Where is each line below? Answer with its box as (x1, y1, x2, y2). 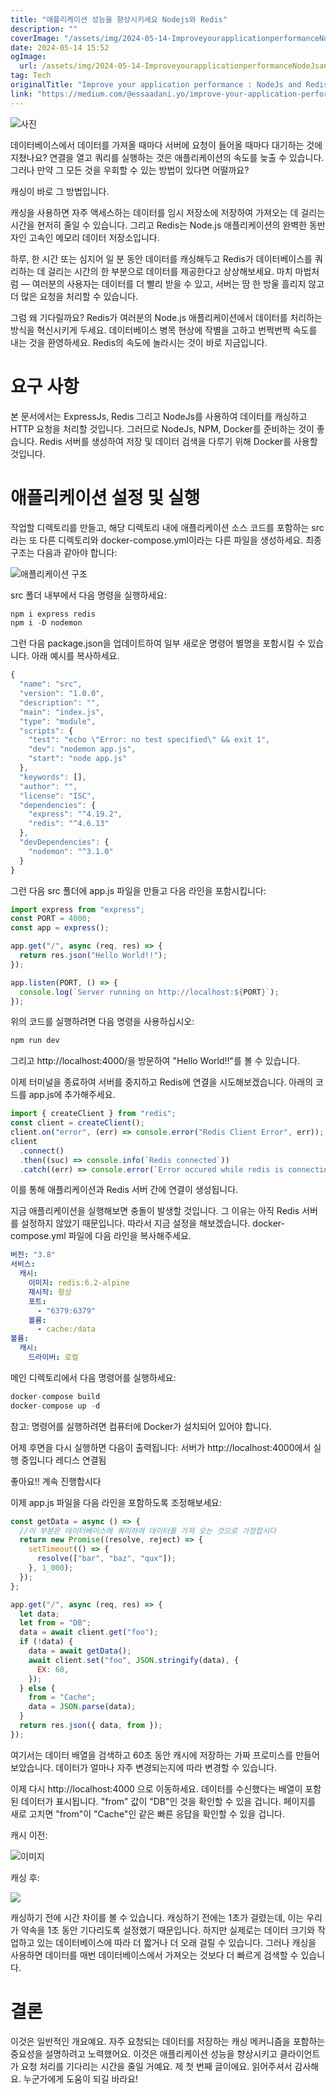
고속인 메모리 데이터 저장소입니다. (28, 231, 160, 243)
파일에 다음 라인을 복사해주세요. (68, 1230, 192, 1242)
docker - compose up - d (10, 1401, 101, 1411)
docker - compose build (10, 1391, 101, 1401)
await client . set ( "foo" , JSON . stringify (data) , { (28, 1655, 240, 1665)
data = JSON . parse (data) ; (28, 1702, 137, 1712)
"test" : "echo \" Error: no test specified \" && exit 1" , (28, 735, 271, 745)
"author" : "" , (19, 781, 78, 791)
